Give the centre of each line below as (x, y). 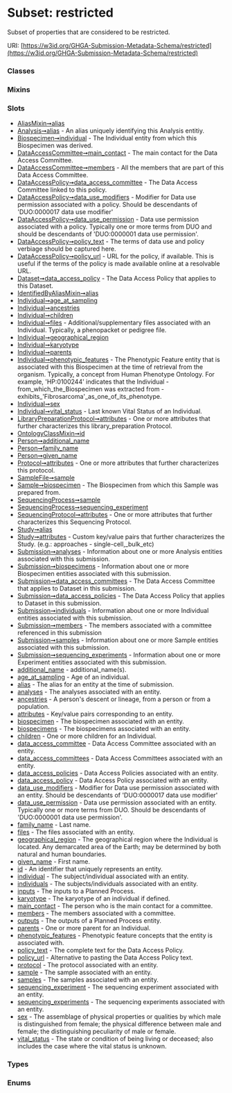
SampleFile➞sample (46, 478)
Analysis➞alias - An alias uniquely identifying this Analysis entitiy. (111, 131)
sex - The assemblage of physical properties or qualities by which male (119, 1017)
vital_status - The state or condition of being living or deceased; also (115, 1039)
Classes (21, 71)
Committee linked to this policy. (62, 190)
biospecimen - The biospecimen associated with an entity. (101, 721)
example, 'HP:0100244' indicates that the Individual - (93, 382)
